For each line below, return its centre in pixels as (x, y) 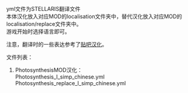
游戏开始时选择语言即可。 (38, 31)
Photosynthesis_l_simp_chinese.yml (60, 77)
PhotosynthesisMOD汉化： (49, 70)
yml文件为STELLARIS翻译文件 (43, 9)
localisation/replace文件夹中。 (44, 24)
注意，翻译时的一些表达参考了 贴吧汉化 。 (57, 44)
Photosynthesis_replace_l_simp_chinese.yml (70, 83)
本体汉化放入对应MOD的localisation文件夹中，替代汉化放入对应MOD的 (94, 16)
